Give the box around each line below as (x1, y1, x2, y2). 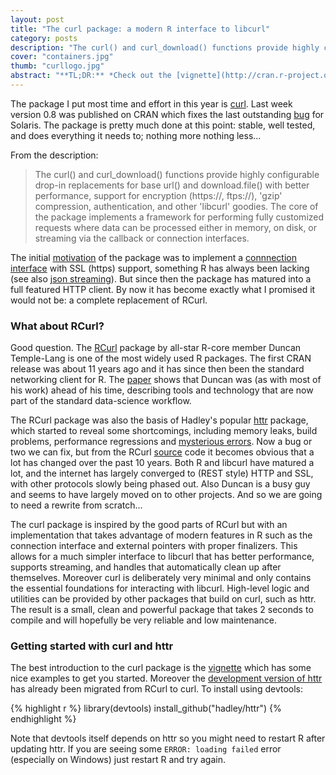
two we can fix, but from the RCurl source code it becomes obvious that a (10, 446, 315, 458)
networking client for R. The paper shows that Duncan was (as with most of (10, 374, 322, 386)
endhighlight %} (10, 713, 77, 725)
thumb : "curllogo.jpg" (10, 61, 105, 71)
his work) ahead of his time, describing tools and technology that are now (10, 384, 314, 396)
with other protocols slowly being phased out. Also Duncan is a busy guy (10, 478, 311, 490)
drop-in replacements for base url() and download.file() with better (34, 179, 310, 191)
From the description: (10, 149, 99, 161)
